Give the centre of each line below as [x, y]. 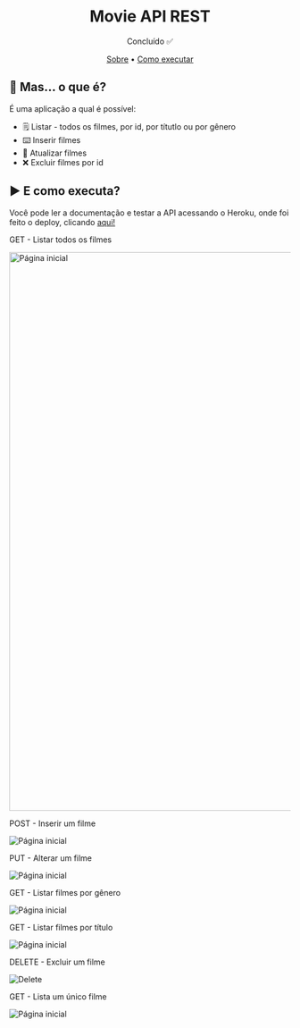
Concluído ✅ [150, 41]
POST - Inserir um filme [53, 823]
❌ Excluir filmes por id [63, 162]
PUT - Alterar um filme [50, 858]
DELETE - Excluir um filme [57, 962]
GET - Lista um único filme [58, 996]
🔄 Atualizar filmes [54, 153]
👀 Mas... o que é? [58, 87]
